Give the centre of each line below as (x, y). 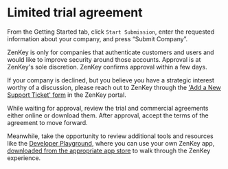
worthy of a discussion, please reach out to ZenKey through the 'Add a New (114, 87)
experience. (24, 158)
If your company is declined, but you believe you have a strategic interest (111, 80)
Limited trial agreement (75, 13)
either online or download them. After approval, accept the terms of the (108, 115)
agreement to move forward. (47, 122)
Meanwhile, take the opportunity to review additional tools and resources (111, 136)
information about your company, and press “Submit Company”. (98, 38)
